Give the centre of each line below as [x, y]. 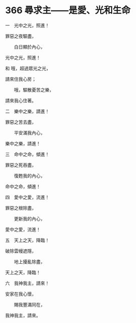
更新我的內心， [29, 218]
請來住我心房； [21, 79]
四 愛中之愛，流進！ [27, 197]
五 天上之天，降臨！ [27, 240]
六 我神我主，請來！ [27, 283]
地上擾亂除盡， [29, 261]
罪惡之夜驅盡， [21, 36]
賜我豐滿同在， [29, 304]
